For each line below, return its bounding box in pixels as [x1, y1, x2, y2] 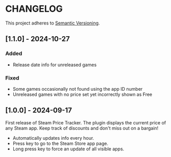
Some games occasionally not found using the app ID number [12, 86, 143, 92]
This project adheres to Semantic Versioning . [5, 20, 100, 26]
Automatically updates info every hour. [12, 135, 94, 141]
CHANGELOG [5, 3, 63, 15]
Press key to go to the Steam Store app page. [12, 140, 109, 146]
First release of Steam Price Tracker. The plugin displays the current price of [5, 119, 166, 125]
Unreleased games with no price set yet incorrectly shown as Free [12, 91, 153, 97]
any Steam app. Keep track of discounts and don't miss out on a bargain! [5, 125, 159, 131]
